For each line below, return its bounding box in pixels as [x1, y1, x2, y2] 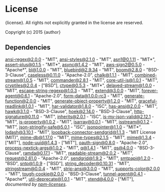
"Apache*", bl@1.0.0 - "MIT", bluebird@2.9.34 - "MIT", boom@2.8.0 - [5, 67, 145, 72]
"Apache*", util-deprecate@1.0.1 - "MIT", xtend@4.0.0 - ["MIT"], [5, 176, 135, 182]
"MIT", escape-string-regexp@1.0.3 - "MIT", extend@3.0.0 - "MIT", [5, 87, 141, 94]
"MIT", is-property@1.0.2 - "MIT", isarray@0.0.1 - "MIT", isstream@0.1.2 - [5, 119, 153, 124]
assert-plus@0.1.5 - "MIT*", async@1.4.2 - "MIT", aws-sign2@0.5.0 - [5, 61, 145, 67]
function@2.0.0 [5, 98, 37, 104]
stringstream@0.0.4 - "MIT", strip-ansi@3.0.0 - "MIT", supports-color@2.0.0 [5, 166, 160, 171]
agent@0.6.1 [5, 93, 30, 98]
